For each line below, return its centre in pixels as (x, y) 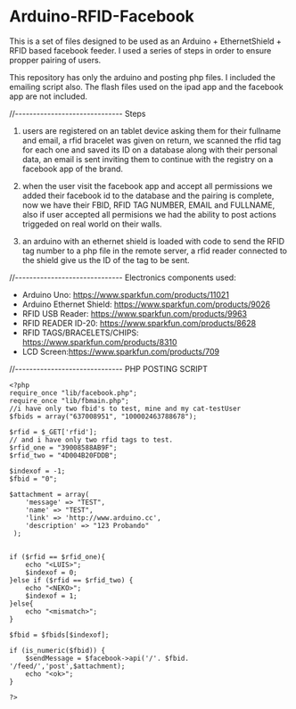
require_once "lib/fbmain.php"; (69, 400)
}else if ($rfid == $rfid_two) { (71, 580)
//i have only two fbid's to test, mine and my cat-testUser (125, 408)
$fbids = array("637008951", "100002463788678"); (103, 416)
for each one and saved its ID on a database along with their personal (150, 150)
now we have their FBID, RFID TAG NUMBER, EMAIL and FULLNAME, (148, 205)
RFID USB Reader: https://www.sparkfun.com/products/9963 (135, 313)
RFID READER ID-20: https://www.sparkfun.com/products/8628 (139, 323)
